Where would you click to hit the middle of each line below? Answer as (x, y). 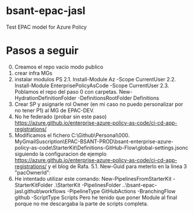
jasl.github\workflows (40, 191)
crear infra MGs (33, 73)
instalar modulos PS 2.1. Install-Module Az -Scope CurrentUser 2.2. (95, 79)
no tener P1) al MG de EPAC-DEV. (54, 110)
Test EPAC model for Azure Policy (47, 27)
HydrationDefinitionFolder (45, 98)
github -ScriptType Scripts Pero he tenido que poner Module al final (96, 197)
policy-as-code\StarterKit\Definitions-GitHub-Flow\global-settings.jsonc (101, 147)
